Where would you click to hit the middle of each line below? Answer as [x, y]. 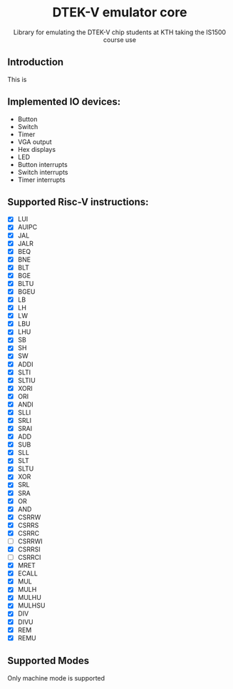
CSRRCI [29, 557]
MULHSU [31, 606]
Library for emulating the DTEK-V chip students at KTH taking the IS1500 [120, 32]
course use [120, 39]
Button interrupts [42, 164]
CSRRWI [30, 541]
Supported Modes [48, 661]
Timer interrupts [41, 180]
